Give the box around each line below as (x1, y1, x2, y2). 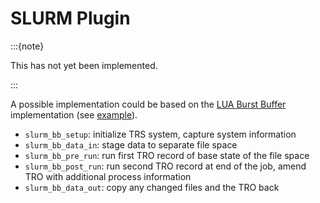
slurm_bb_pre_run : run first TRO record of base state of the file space (24, 149, 310, 161)
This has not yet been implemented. (10, 59, 158, 71)
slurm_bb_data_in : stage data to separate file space (24, 138, 238, 151)
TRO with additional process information (24, 170, 192, 182)
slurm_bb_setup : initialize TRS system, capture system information (24, 128, 297, 140)
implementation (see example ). (10, 108, 138, 121)
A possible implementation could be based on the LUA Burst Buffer (10, 98, 287, 110)
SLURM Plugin (10, 7, 131, 30)
